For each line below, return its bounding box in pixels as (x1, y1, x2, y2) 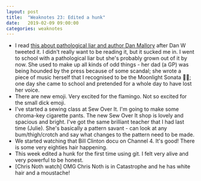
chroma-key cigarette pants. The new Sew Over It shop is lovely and (14, 112, 184, 119)
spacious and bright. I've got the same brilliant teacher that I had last (14, 118, 184, 126)
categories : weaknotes (6, 25, 63, 32)
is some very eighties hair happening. (14, 144, 108, 151)
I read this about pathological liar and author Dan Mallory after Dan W (14, 42, 186, 49)
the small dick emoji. (14, 99, 66, 107)
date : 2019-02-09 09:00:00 (6, 20, 79, 26)
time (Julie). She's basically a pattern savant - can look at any (14, 125, 167, 132)
